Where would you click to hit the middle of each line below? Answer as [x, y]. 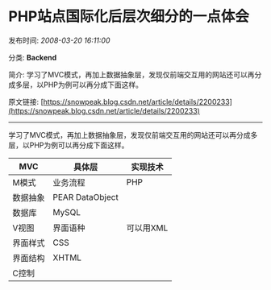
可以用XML [147, 228]
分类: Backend [33, 57]
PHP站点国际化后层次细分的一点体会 [129, 17]
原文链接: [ [26, 101]
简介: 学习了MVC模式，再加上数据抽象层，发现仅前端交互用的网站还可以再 [132, 74]
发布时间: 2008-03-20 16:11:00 [59, 40]
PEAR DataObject [85, 197]
